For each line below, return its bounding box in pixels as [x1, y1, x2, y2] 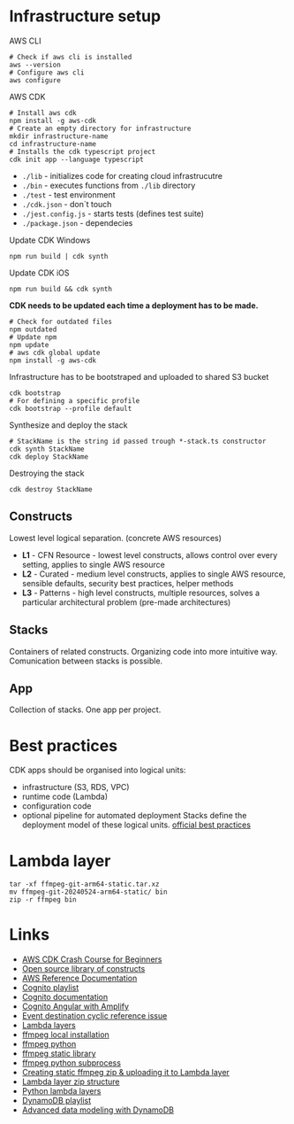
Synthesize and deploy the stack [9, 419, 128, 430]
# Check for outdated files [9, 317, 113, 326]
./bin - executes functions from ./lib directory [21, 180, 196, 190]
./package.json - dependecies [21, 217, 133, 228]
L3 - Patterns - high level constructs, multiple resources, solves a [21, 587, 260, 598]
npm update [9, 340, 49, 349]
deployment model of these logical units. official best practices [21, 819, 252, 830]
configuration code [21, 801, 92, 811]
